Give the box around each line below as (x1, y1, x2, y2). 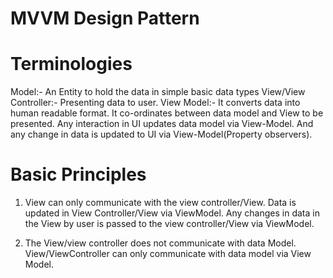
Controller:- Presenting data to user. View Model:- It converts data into (10, 97, 301, 109)
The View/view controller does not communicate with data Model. (24, 237, 297, 249)
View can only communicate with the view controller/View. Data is (24, 197, 297, 209)
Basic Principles (10, 163, 147, 186)
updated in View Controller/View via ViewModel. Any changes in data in (24, 207, 320, 219)
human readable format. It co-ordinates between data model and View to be (10, 107, 324, 119)
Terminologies (10, 53, 133, 76)
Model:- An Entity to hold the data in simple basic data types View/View (10, 86, 306, 98)
